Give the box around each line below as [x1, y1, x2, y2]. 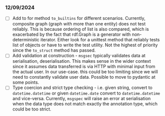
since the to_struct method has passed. [12, 47, 96, 53]
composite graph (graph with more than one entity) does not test [12, 21, 146, 27]
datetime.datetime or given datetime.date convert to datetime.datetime [12, 90, 161, 96]
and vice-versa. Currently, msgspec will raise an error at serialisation [12, 96, 151, 102]
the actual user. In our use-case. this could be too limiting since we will [12, 69, 158, 75]
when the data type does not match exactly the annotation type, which [12, 101, 158, 107]
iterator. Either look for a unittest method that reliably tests [40, 37, 160, 43]
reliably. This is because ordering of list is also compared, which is [12, 26, 149, 32]
